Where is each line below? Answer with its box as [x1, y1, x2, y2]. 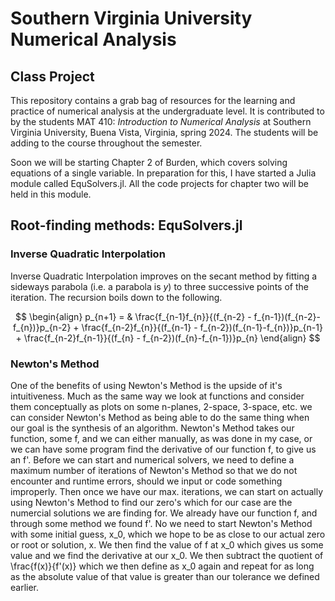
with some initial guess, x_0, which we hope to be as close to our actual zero [10, 528, 326, 540]
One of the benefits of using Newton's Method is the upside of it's [10, 379, 283, 391]
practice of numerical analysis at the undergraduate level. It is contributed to [10, 105, 325, 117]
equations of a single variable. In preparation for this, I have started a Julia [10, 167, 317, 179]
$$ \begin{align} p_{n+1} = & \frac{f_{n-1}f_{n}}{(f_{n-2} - [14, 310, 252, 322]
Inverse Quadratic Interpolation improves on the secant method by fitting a [10, 270, 318, 282]
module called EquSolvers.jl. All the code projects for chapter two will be [10, 178, 309, 189]
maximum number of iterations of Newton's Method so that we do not [10, 464, 298, 476]
